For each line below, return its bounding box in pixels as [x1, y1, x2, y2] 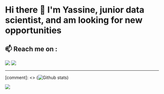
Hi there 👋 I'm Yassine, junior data [5, 4, 144, 16]
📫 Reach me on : [5, 45, 58, 53]
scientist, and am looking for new [5, 15, 143, 26]
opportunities [5, 25, 62, 36]
